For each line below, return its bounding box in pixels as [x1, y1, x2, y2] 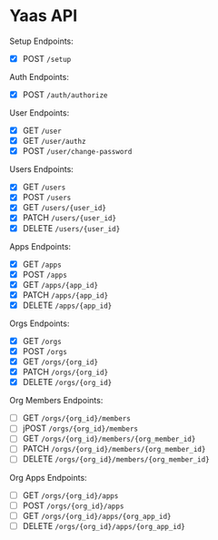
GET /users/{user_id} [22, 202, 107, 213]
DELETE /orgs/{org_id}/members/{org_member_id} [22, 453, 211, 464]
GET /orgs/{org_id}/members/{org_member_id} [22, 433, 196, 444]
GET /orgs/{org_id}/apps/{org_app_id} [22, 510, 172, 521]
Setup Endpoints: [9, 36, 74, 46]
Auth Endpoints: [9, 72, 70, 82]
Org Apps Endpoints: [9, 472, 88, 483]
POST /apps [22, 269, 68, 280]
